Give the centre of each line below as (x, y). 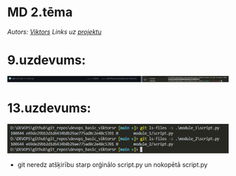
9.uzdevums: (47, 60)
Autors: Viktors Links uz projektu (54, 32)
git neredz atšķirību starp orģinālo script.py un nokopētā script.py (112, 164)
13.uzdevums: (49, 108)
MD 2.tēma (40, 12)
